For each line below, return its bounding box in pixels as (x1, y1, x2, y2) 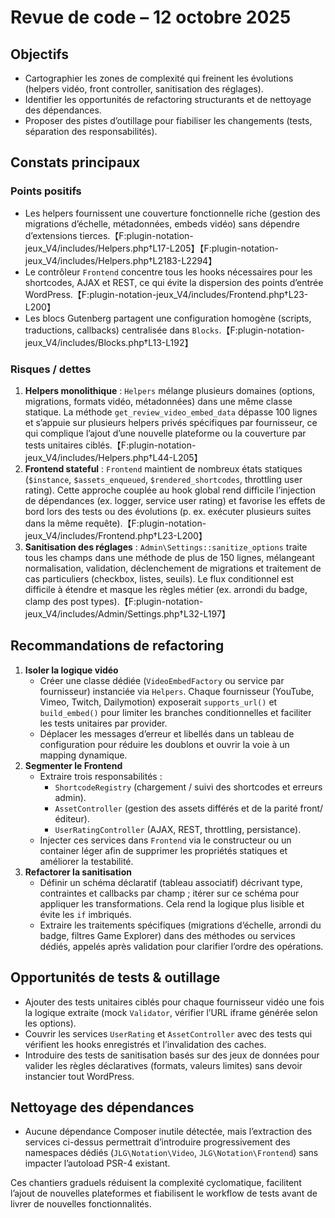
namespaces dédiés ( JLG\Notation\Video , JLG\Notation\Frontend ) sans (24, 1147, 319, 1159)
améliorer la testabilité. (39, 855, 134, 867)
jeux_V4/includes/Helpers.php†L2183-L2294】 (24, 254, 218, 266)
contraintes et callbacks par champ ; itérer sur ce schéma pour (39, 887, 300, 899)
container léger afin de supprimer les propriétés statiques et (39, 844, 288, 856)
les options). (24, 1017, 77, 1029)
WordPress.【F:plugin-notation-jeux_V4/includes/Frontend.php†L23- (24, 288, 309, 300)
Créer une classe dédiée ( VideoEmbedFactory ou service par (39, 674, 285, 686)
